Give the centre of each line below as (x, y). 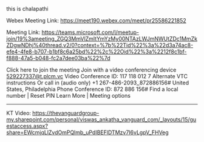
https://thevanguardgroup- (66, 113)
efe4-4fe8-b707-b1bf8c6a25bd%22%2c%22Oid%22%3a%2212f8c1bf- (97, 52)
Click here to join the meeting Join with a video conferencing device (91, 70)
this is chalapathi (27, 9)
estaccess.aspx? (27, 126)
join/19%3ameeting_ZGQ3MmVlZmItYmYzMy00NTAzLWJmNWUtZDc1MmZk (102, 39)
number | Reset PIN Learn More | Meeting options (68, 96)
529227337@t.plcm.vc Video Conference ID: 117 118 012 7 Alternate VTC (97, 76)
